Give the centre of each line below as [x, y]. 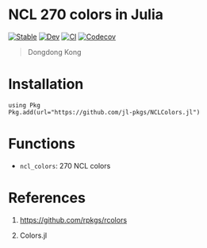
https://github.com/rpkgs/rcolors [73, 219]
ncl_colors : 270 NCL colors [65, 165]
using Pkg [25, 105]
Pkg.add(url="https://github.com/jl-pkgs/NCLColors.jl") [104, 112]
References [47, 198]
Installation [46, 84]
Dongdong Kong [54, 52]
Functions [42, 144]
